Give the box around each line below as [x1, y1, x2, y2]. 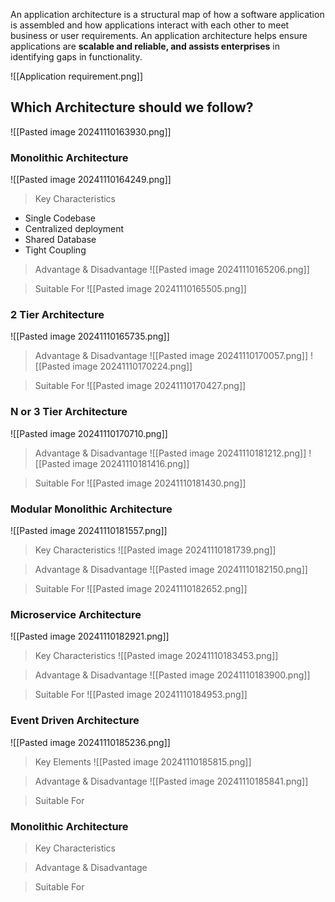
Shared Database [24, 234, 97, 246]
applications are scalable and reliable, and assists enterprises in [10, 40, 281, 52]
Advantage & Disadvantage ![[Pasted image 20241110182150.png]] [34, 564, 308, 575]
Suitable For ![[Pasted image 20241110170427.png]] [34, 380, 247, 392]
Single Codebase [24, 212, 96, 224]
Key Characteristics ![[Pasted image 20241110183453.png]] [34, 650, 279, 662]
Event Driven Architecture [10, 714, 140, 728]
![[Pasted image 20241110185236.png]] [10, 736, 171, 748]
